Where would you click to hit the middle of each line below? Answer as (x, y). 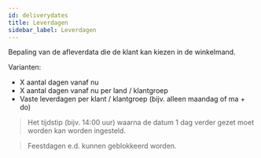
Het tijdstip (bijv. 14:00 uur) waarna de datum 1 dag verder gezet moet (140, 123)
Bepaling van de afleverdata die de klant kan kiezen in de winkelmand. (122, 52)
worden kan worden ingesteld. (77, 131)
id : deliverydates (38, 15)
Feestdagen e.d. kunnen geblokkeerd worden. (102, 146)
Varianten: (25, 67)
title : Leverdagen (38, 23)
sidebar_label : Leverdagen (52, 30)
